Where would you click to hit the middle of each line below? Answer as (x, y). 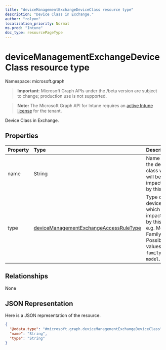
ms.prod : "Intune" (24, 28)
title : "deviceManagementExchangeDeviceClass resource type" (69, 10)
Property (18, 150)
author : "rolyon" (23, 19)
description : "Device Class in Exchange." (49, 14)
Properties (22, 136)
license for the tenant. (40, 111)
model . (153, 259)
